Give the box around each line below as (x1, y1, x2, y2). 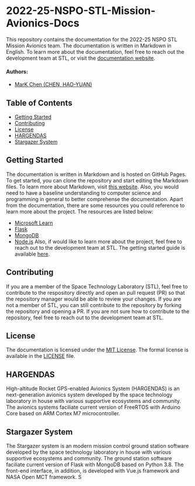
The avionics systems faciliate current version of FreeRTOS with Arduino (6, 404, 181, 411)
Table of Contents (6, 98, 73, 108)
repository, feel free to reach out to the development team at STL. (6, 314, 164, 321)
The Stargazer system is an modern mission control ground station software (6, 443, 189, 450)
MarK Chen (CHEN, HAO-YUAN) (14, 81, 92, 88)
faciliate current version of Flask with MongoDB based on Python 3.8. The (6, 461, 184, 468)
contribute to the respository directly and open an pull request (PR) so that (6, 289, 185, 296)
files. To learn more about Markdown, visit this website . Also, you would (6, 183, 179, 190)
